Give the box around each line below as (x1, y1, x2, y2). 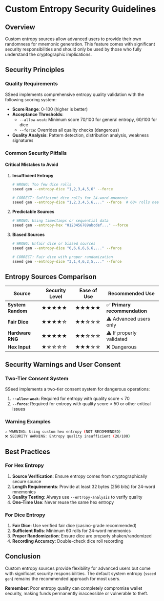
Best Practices (5, 447, 50, 456)
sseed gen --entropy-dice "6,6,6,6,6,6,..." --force (12, 246, 122, 251)
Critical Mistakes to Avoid (5, 162, 59, 167)
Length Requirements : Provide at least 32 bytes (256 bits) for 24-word (12, 484, 155, 489)
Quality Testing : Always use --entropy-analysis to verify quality (12, 494, 143, 500)
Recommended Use (108, 290, 155, 297)
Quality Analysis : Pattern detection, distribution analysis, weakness (12, 132, 149, 138)
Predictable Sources (12, 209, 55, 215)
